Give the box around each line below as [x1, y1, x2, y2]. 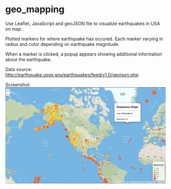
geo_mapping [5, 4, 65, 15]
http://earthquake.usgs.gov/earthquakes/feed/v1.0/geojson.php [5, 71, 139, 77]
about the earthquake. [5, 56, 52, 62]
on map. [5, 25, 23, 32]
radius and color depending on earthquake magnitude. [5, 41, 120, 47]
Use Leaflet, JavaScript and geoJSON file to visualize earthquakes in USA [5, 20, 160, 26]
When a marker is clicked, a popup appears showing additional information [5, 51, 162, 57]
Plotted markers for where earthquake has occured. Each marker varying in [5, 36, 163, 42]
